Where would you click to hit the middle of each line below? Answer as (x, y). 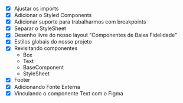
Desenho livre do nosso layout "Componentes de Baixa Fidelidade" (96, 35)
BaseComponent (43, 68)
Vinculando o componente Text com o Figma (68, 93)
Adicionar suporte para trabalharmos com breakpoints (80, 22)
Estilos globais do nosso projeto (53, 42)
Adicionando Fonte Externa (47, 87)
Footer (22, 80)
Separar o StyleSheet (40, 28)
